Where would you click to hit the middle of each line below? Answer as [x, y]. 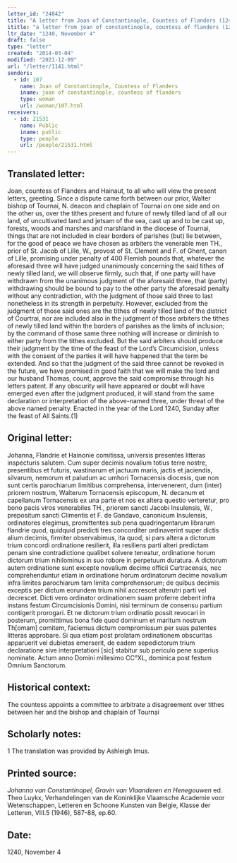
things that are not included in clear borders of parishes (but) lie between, [115, 236]
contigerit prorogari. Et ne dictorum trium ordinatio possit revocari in [106, 612]
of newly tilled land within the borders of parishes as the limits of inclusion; [116, 326]
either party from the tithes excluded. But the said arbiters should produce [115, 340]
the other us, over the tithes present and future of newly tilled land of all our [117, 213]
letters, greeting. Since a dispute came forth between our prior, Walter [109, 198]
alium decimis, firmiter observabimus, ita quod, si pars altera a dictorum [112, 537]
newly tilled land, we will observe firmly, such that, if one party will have [112, 273]
